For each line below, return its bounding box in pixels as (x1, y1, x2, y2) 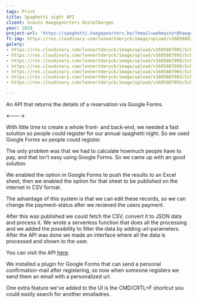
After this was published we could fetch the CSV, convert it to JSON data (6, 213, 182, 220)
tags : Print (6, 8, 35, 15)
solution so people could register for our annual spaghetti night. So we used (6, 130, 189, 137)
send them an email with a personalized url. (6, 273, 111, 280)
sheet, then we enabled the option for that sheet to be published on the (6, 177, 178, 184)
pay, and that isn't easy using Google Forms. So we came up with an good (6, 154, 186, 160)
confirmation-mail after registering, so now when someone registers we (6, 267, 179, 274)
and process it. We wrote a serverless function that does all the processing (6, 219, 188, 226)
